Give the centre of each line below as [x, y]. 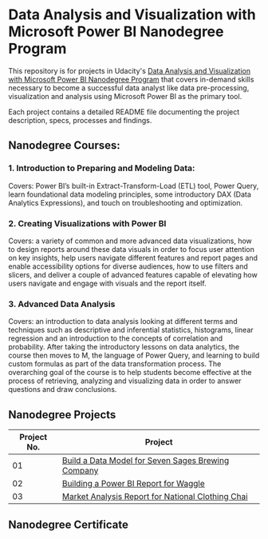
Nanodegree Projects [62, 415]
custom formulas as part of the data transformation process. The [115, 364]
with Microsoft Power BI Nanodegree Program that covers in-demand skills [131, 79]
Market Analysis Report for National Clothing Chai [155, 497]
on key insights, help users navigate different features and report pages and [133, 258]
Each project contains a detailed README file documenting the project [124, 112]
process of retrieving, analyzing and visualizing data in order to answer [125, 381]
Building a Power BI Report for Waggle [133, 484]
